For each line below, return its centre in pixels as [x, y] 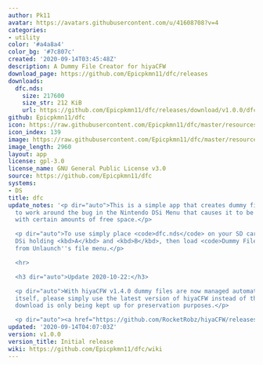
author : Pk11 [29, 15]
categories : [27, 30]
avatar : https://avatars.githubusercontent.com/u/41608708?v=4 [113, 23]
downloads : [26, 81]
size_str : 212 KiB [52, 103]
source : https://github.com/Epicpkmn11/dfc [80, 176]
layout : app [27, 154]
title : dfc [26, 198]
